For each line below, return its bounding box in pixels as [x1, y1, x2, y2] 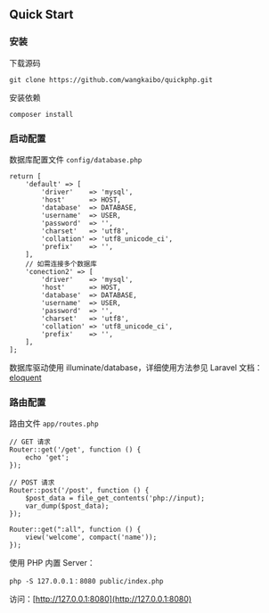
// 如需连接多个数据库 [25, 259, 98, 269]
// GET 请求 [9, 437, 51, 447]
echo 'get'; [25, 453, 69, 462]
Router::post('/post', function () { [9, 486, 150, 495]
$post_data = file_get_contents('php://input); [25, 494, 205, 503]
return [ [9, 171, 42, 181]
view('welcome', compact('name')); [25, 533, 158, 543]
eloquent [9, 372, 42, 383]
